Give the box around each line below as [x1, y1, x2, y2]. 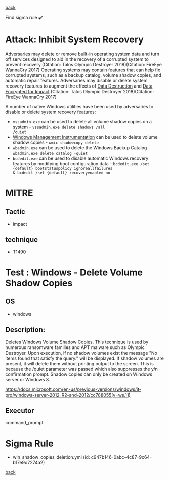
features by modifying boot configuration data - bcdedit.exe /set [12, 160, 150, 166]
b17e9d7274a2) [12, 460, 45, 466]
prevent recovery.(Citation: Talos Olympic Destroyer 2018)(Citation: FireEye [5, 61, 162, 67]
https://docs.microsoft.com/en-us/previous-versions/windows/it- [5, 386, 142, 392]
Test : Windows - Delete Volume [5, 267, 143, 278]
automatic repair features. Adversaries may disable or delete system [5, 77, 148, 83]
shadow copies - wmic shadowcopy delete [12, 139, 99, 145]
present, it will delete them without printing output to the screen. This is [5, 360, 154, 366]
